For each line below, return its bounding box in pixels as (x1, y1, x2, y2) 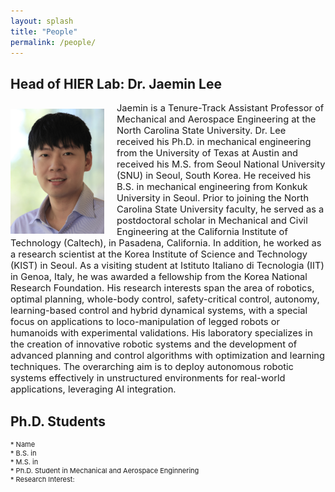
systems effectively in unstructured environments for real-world (10, 372, 286, 385)
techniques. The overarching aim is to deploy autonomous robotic (10, 361, 294, 374)
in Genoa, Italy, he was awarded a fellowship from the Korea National (10, 271, 308, 284)
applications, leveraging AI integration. (10, 383, 177, 396)
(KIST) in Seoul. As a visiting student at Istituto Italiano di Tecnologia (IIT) (10, 260, 325, 272)
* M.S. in (10, 457, 39, 467)
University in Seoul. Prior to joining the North (116, 192, 310, 205)
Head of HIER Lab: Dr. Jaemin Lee (10, 75, 222, 92)
